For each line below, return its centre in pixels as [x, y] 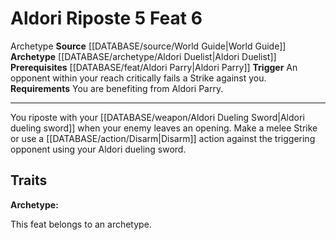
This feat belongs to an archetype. [81, 224]
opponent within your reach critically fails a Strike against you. [138, 78]
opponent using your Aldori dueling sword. [98, 149]
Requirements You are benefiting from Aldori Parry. [117, 88]
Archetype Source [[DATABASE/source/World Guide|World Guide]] [148, 46]
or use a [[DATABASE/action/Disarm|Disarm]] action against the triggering [163, 138]
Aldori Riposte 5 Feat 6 [106, 18]
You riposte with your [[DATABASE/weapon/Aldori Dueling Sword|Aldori [157, 117]
